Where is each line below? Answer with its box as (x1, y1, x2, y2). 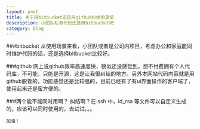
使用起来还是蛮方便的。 (6, 85, 64, 93)
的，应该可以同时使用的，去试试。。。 (6, 105, 96, 112)
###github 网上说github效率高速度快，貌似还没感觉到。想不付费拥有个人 (6, 63, 185, 70)
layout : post (6, 8, 39, 15)
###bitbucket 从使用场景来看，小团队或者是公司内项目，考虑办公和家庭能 (6, 42, 187, 50)
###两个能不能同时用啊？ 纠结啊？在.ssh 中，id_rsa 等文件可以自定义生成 (6, 98, 187, 105)
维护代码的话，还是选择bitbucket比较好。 (11, 50, 113, 57)
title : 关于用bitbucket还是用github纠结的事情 (6, 14, 115, 20)
